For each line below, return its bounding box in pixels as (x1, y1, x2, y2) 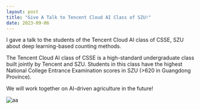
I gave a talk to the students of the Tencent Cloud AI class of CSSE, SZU (6, 37, 184, 44)
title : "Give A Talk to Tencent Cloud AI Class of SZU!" (6, 14, 151, 20)
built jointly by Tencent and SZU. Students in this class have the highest (6, 60, 183, 68)
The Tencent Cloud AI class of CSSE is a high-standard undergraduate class (6, 54, 195, 62)
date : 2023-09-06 (6, 20, 50, 26)
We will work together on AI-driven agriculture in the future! (6, 85, 154, 92)
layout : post (6, 8, 39, 15)
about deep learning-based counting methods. (6, 43, 122, 50)
